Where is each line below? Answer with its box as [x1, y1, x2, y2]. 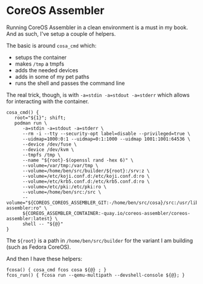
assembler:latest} [6, 215, 53, 221]
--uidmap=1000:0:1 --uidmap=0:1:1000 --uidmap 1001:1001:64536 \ [22, 136, 190, 142]
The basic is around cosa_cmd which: [6, 42, 97, 49]
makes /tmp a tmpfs [14, 60, 65, 67]
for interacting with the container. [6, 98, 89, 105]
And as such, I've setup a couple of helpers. [6, 30, 116, 37]
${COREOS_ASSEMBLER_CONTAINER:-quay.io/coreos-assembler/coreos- [22, 210, 190, 216]
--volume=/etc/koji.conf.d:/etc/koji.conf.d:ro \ [22, 173, 150, 179]
